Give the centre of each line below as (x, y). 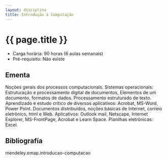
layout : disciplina (26, 10)
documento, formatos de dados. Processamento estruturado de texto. (78, 98)
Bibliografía (24, 140)
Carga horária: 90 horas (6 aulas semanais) (58, 54)
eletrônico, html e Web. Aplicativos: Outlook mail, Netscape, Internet (77, 114)
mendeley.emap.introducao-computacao (48, 153)
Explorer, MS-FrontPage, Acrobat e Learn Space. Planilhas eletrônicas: (79, 119)
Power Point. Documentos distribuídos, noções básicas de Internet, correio (84, 109)
